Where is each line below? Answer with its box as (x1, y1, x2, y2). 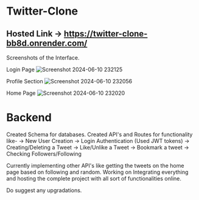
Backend (6, 111, 52, 125)
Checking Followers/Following (6, 150, 82, 157)
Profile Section (6, 78, 44, 84)
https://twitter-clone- (63, 29, 148, 39)
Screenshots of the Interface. (6, 54, 80, 61)
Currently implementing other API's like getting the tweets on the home (6, 162, 184, 169)
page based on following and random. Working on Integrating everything (6, 168, 189, 176)
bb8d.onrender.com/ (6, 38, 88, 48)
